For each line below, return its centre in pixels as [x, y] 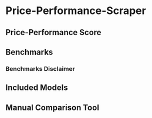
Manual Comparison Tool [52, 107]
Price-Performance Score [53, 32]
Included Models [37, 88]
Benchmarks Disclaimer [40, 68]
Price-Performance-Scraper [76, 11]
